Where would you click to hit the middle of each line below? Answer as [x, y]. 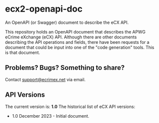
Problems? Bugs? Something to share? [65, 68]
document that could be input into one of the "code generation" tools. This [80, 47]
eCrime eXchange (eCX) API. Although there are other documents [71, 37]
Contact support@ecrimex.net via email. [45, 79]
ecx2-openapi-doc [44, 9]
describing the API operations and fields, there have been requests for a [77, 42]
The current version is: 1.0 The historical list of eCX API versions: [70, 106]
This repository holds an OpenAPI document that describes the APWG [75, 32]
